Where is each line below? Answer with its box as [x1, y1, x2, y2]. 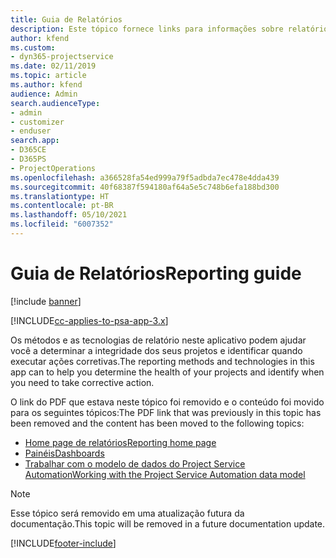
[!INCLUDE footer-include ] [10, 537, 117, 549]
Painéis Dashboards [24, 447, 105, 459]
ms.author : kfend [10, 80, 83, 90]
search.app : [10, 136, 60, 146]
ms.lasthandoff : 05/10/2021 [10, 210, 128, 220]
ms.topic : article [10, 71, 87, 81]
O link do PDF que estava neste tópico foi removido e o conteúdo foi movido [10, 396, 325, 408]
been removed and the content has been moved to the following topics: [10, 417, 305, 429]
